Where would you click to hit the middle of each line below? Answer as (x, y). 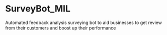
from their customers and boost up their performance (61, 27)
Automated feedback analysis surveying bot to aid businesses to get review (83, 22)
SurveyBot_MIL (38, 9)
